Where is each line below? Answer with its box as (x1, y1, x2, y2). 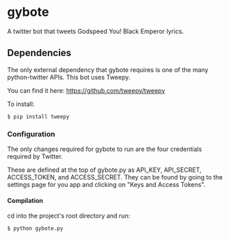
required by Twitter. (7, 152, 63, 161)
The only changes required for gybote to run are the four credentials (7, 145, 202, 153)
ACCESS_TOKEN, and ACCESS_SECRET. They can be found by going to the (7, 173, 223, 182)
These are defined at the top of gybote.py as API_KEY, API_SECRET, (7, 166, 202, 174)
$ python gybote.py (7, 225, 64, 232)
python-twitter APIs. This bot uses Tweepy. (7, 73, 131, 81)
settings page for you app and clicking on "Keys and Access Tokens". (7, 181, 206, 189)
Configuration (7, 129, 55, 139)
